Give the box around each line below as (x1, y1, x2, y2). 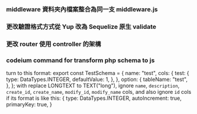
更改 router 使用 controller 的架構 (6, 40, 102, 48)
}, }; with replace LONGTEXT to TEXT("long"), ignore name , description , (6, 82, 180, 89)
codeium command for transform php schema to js (6, 56, 155, 64)
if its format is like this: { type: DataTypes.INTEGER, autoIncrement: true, (6, 95, 182, 102)
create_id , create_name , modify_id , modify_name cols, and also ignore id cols (6, 89, 192, 96)
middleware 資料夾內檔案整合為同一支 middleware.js (6, 5, 158, 13)
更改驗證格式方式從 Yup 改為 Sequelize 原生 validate (6, 22, 157, 31)
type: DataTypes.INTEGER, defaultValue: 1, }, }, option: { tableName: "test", (6, 76, 188, 83)
